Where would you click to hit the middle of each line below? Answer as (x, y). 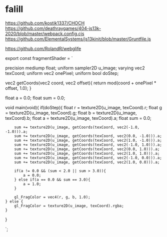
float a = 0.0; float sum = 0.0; (35, 98)
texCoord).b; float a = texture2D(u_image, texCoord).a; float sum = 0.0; (78, 118)
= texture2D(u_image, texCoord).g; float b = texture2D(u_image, (71, 113)
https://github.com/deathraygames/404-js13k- (53, 28)
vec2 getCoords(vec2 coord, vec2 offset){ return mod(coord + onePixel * (81, 83)
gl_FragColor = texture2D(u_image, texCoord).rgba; (69, 206)
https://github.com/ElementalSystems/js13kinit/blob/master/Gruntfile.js (78, 39)
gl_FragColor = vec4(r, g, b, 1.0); (52, 197)
